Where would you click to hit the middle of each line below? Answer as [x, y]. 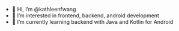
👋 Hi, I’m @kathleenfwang [44, 9]
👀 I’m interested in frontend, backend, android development [85, 15]
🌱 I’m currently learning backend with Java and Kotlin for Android [93, 22]
